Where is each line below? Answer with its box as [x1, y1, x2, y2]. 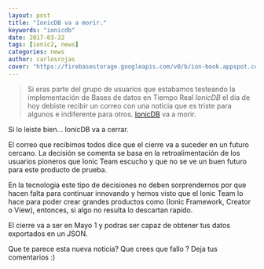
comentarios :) [8, 252, 56, 262]
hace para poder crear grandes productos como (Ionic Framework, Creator [8, 197, 251, 206]
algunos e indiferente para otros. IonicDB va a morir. [27, 109, 196, 119]
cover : [8, 63, 30, 71]
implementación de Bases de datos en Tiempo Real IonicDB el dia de [27, 92, 251, 102]
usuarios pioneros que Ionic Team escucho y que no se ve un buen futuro [8, 157, 247, 166]
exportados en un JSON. [8, 229, 88, 238]
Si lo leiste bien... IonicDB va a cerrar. [8, 124, 129, 134]
